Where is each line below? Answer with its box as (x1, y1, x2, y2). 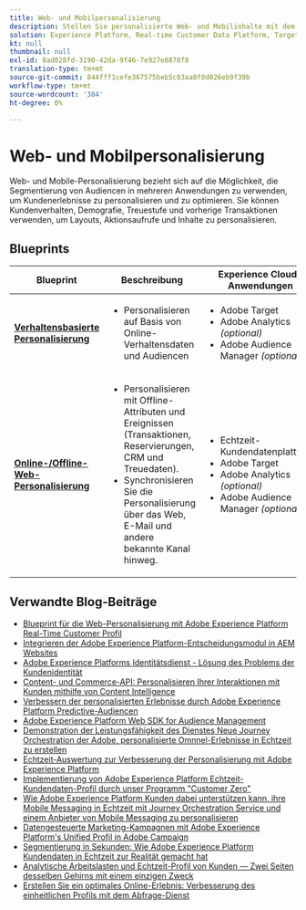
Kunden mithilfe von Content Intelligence (22, 685, 176, 696)
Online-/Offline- (14, 457, 88, 470)
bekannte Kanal (123, 542, 191, 555)
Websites (22, 647, 58, 658)
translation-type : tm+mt (9, 65, 104, 74)
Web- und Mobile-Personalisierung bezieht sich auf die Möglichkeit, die (9, 175, 279, 187)
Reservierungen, (123, 440, 195, 453)
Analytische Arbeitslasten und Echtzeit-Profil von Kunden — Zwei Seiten (22, 860, 294, 872)
